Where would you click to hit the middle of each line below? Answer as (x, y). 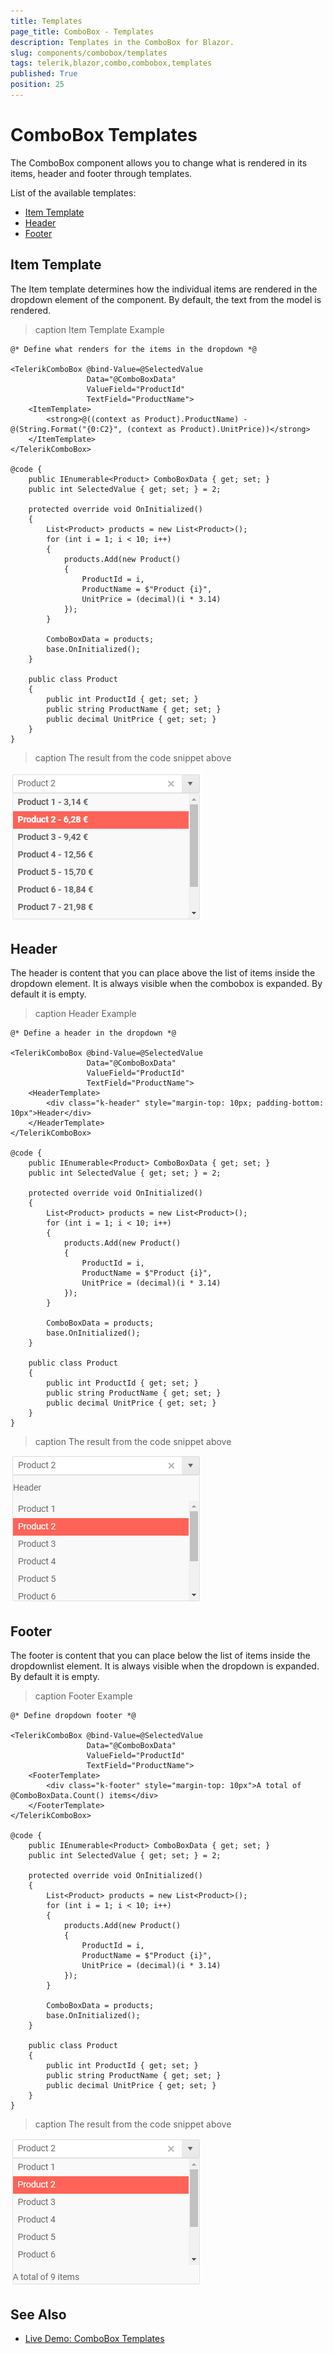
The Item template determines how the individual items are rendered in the (164, 289)
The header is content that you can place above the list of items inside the (163, 973)
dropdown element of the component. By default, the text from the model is (166, 299)
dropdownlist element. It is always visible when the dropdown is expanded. (165, 1666)
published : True (44, 74)
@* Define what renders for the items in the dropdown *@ (133, 349)
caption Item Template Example (99, 329)
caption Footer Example (83, 1696)
